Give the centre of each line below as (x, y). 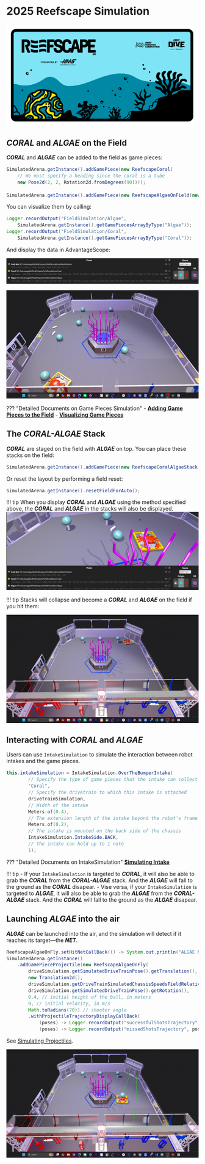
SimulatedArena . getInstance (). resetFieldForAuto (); (73, 490)
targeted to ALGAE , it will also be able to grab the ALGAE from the (89, 893)
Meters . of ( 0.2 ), (49, 825)
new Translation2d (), (56, 978)
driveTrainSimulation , (57, 799)
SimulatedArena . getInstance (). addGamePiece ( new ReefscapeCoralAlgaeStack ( (103, 467)
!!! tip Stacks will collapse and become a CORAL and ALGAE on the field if (99, 600)
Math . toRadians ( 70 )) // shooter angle (77, 1010)
